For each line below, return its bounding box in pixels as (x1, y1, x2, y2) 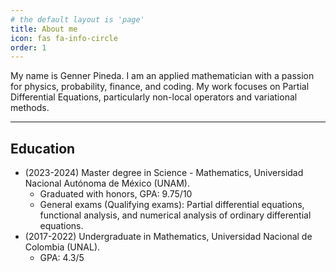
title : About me (10, 24, 78, 34)
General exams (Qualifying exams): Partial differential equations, (39, 199, 305, 211)
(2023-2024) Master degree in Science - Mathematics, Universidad (24, 167, 304, 179)
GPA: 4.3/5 (39, 252, 85, 264)
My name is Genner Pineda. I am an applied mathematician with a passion (10, 70, 315, 82)
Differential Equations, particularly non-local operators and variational (10, 91, 298, 103)
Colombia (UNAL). (24, 241, 101, 253)
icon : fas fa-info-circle (10, 33, 118, 43)
